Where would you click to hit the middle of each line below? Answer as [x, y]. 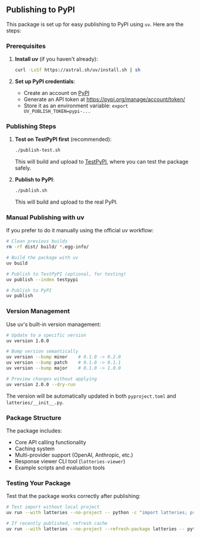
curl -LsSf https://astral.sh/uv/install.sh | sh [78, 70]
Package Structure [34, 417]
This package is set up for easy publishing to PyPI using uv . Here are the [95, 24]
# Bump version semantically [42, 352]
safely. [23, 168]
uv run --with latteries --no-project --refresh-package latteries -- [96, 529]
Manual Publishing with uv [45, 217]
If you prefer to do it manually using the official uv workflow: [80, 230]
